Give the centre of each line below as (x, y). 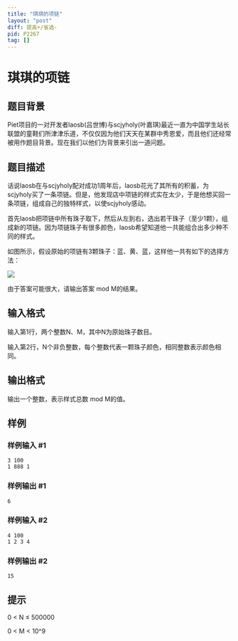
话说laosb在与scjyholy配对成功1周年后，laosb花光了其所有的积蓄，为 (108, 185)
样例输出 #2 (28, 561)
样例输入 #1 (27, 445)
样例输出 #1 (27, 486)
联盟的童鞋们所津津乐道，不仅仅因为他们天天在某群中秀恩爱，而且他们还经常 (119, 134)
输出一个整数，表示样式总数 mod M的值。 (68, 398)
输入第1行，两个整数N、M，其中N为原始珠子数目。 (82, 332)
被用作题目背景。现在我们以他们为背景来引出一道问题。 (88, 142)
